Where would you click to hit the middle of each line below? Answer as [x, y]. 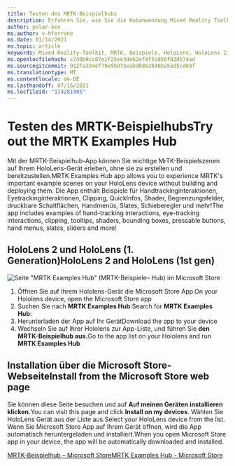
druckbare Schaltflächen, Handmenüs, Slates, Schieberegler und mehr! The [115, 206]
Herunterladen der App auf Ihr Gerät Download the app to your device [117, 321]
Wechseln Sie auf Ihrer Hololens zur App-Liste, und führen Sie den [113, 328]
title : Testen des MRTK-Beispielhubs [62, 14]
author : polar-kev [34, 27]
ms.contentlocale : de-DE [43, 79]
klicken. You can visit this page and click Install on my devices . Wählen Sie [115, 411]
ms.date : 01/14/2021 [37, 40]
